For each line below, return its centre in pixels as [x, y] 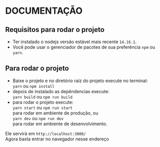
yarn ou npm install [33, 86]
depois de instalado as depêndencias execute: [61, 91]
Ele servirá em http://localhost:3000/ [46, 133]
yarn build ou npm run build [43, 97]
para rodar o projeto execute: [43, 102]
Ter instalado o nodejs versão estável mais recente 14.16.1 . [75, 42]
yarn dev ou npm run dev [38, 118]
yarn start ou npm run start [43, 107]
